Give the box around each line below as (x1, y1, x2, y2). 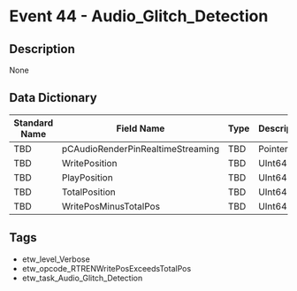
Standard (13, 117, 54, 129)
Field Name (116, 122, 165, 134)
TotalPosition (61, 186, 117, 198)
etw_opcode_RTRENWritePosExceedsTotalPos (21, 263, 192, 273)
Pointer (257, 142, 289, 155)
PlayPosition (61, 171, 113, 183)
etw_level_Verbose (21, 254, 90, 264)
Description (9, 42, 75, 57)
